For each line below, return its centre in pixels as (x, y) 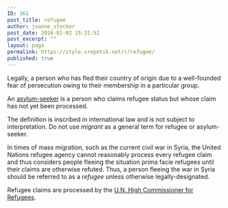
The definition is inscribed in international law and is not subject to (101, 119)
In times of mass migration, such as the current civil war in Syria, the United (114, 147)
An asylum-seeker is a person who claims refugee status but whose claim (112, 98)
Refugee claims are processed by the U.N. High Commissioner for (100, 189)
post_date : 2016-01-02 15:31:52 (53, 33)
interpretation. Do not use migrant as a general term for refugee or (101, 126)
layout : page (26, 45)
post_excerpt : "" (32, 39)
